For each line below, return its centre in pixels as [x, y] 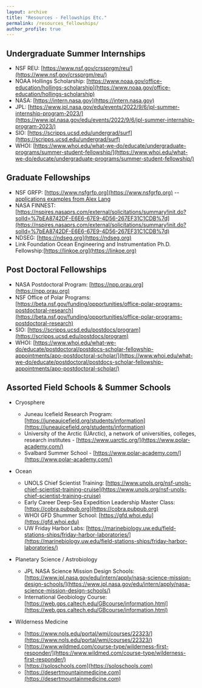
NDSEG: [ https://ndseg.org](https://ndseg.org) [73, 237]
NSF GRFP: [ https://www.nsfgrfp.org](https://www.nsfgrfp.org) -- [97, 192]
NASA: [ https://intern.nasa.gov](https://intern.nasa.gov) [85, 100]
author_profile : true [34, 29]
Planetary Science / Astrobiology [56, 559]
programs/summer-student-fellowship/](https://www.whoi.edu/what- [101, 152]
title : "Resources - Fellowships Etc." [57, 18]
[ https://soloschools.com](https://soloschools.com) [89, 665]
